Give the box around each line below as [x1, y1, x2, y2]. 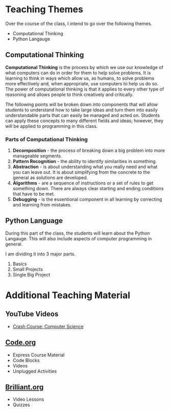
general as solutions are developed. [12, 175, 88, 181]
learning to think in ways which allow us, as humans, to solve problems [5, 75, 155, 81]
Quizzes [12, 402, 30, 408]
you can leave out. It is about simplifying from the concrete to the [12, 169, 150, 175]
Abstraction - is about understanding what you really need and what [12, 164, 158, 170]
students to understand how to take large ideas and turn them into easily [5, 106, 158, 113]
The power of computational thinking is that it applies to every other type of [5, 86, 164, 92]
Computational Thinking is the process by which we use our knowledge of [5, 64, 163, 70]
